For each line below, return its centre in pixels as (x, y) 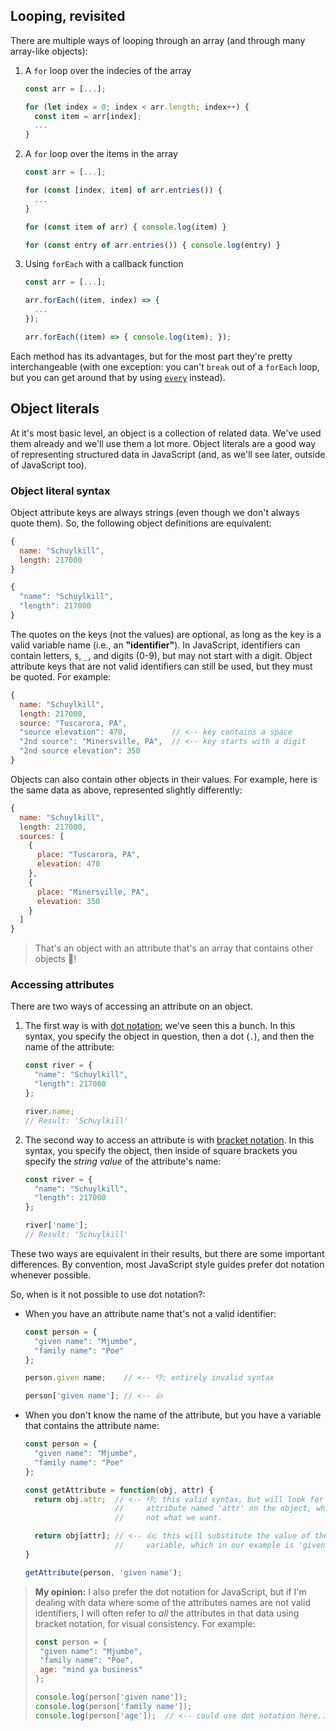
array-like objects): (49, 51)
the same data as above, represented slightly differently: (126, 790)
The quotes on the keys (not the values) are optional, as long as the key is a (166, 634)
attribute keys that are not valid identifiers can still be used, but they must (161, 666)
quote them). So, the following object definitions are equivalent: (141, 523)
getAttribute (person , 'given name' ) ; (103, 1572)
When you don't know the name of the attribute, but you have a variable (173, 1415)
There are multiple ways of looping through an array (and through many (158, 40)
